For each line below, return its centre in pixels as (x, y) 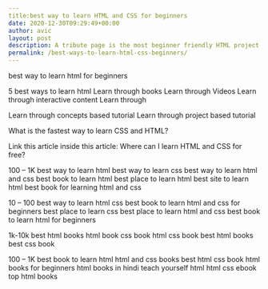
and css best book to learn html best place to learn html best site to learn (129, 179)
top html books (33, 276)
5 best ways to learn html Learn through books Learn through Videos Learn (132, 91)
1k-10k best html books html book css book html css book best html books (131, 235)
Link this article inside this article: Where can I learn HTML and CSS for (125, 146)
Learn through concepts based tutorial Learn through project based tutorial (132, 115)
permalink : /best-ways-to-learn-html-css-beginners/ (98, 53)
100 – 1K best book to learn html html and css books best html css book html (134, 259)
